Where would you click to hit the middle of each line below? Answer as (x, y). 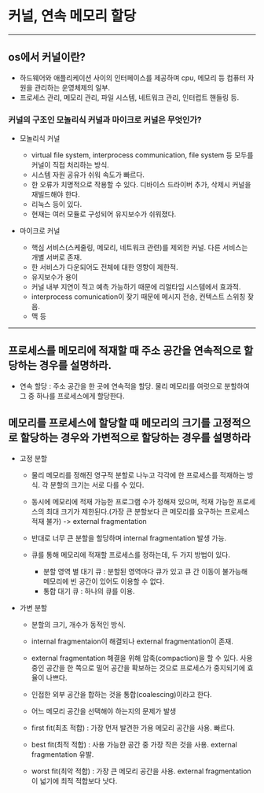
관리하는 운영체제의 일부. (72, 87)
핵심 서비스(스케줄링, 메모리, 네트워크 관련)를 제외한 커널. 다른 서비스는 (139, 248)
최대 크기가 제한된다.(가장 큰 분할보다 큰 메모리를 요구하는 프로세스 (148, 511)
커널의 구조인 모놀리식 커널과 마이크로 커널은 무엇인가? (105, 120)
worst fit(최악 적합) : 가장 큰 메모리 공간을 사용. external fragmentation (141, 771)
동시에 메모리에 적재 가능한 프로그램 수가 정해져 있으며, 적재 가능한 (133, 501)
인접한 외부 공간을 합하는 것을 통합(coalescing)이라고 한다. (121, 694)
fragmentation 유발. (62, 754)
